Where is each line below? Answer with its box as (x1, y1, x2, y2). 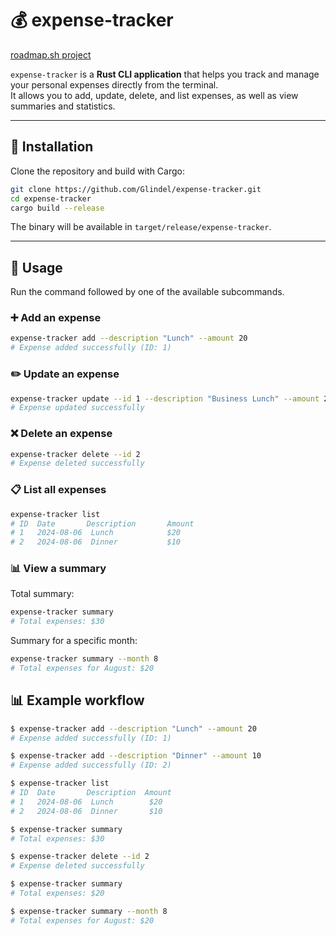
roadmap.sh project (10, 48, 92, 61)
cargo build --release (10, 203, 105, 213)
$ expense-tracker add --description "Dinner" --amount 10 (10, 751, 262, 761)
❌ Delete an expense (10, 427, 113, 441)
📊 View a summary (10, 562, 107, 576)
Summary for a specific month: (10, 635, 138, 647)
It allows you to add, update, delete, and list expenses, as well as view (10, 89, 299, 101)
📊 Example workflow (10, 692, 145, 709)
